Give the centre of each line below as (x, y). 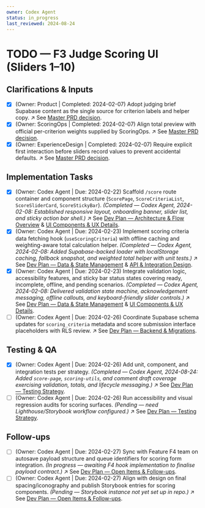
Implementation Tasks (50, 177)
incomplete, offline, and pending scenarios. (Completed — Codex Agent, (107, 284)
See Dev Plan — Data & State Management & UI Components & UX (99, 304)
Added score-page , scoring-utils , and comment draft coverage (96, 378)
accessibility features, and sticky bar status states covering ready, (99, 278)
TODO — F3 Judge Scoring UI (83, 54)
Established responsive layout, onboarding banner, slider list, (111, 212)
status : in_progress (33, 18)
